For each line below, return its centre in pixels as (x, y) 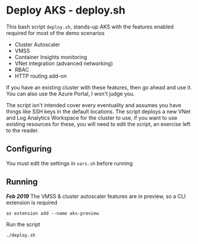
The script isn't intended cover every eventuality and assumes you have (94, 105)
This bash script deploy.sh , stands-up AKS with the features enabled (90, 27)
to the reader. (23, 130)
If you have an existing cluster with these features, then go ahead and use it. (99, 87)
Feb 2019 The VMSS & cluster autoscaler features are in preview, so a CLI (96, 196)
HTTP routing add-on (40, 76)
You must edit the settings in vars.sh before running (69, 163)
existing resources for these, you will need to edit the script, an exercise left (98, 124)
